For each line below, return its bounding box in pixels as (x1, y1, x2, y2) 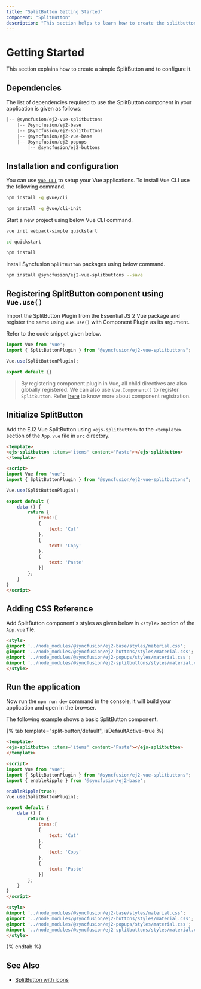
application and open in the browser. (6, 704, 97, 711)
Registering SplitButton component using (6, 288, 164, 299)
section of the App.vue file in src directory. (6, 432, 110, 439)
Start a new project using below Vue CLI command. (6, 216, 133, 223)
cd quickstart (6, 239, 42, 245)
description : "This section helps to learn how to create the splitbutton (6, 20, 197, 26)
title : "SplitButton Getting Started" (6, 8, 103, 15)
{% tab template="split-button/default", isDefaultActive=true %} (6, 728, 165, 735)
